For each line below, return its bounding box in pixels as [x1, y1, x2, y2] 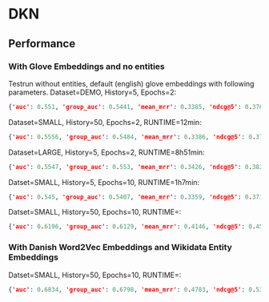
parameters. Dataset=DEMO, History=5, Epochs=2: [8, 87, 177, 97]
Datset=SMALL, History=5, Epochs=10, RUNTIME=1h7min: [8, 177, 200, 187]
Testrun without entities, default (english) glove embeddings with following [8, 79, 255, 88]
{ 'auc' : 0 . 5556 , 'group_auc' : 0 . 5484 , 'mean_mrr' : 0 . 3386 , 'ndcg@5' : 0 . [8, 133, 256, 141]
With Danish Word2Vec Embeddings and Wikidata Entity [8, 242, 232, 253]
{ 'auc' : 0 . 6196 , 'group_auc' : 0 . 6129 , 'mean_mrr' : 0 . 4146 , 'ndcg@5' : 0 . [8, 223, 256, 231]
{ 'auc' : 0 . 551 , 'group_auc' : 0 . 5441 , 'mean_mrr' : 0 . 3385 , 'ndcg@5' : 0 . [8, 103, 253, 111]
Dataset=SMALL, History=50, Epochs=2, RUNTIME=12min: [8, 117, 202, 127]
